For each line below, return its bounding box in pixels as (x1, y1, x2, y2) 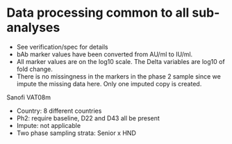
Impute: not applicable (16, 121, 81, 129)
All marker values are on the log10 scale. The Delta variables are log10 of (16, 57, 225, 65)
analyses (6, 19, 60, 35)
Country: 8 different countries (16, 106, 102, 115)
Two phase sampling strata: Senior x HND (16, 129, 136, 137)
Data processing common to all (6, 5, 190, 21)
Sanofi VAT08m (6, 93, 51, 102)
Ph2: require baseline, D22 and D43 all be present (16, 113, 160, 122)
